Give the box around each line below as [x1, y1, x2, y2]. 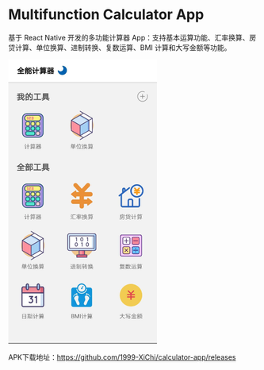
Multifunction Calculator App [8, 6, 205, 24]
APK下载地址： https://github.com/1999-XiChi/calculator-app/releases [8, 353, 236, 362]
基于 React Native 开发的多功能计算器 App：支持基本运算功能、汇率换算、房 [8, 33, 257, 42]
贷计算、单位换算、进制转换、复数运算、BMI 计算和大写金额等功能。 [8, 42, 231, 52]
